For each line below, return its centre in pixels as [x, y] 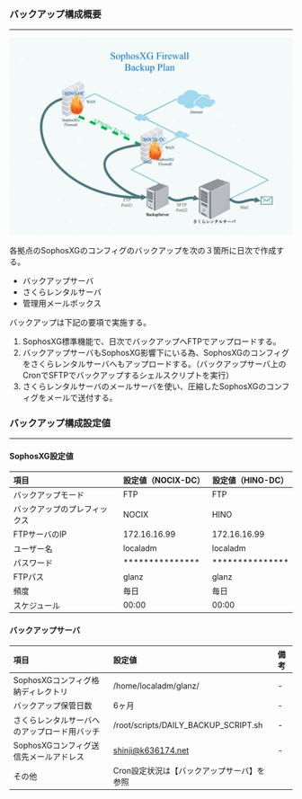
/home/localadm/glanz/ [156, 686]
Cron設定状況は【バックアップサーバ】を [189, 771]
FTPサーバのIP [40, 534]
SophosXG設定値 [41, 456]
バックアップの [41, 509]
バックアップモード [49, 494]
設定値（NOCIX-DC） [164, 480]
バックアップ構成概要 [55, 13]
